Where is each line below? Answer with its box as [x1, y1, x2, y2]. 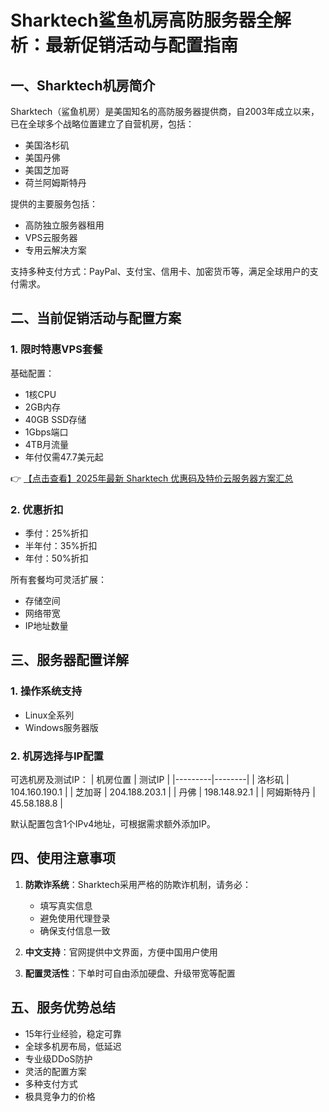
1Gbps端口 [24, 426, 69, 438]
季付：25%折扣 [24, 527, 89, 539]
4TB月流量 [24, 438, 70, 450]
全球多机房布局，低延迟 [24, 1040, 122, 1052]
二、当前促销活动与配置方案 [10, 310, 182, 327]
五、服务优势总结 [10, 999, 116, 1016]
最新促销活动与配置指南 [45, 34, 239, 57]
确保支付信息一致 [39, 924, 111, 936]
